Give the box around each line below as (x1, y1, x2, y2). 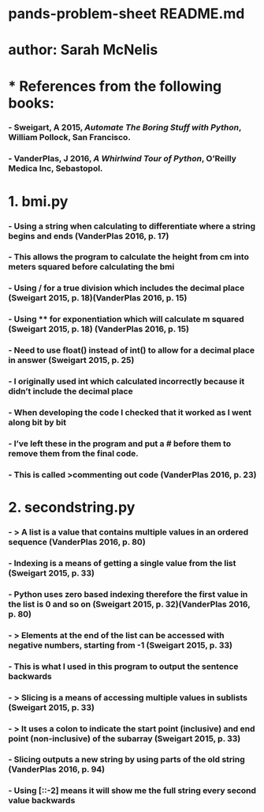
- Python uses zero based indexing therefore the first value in (8, 588, 248, 599)
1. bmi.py (8, 192, 69, 210)
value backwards (8, 795, 76, 806)
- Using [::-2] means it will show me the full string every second (8, 785, 257, 796)
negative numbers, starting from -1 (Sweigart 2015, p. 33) (8, 640, 232, 651)
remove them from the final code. (8, 448, 139, 459)
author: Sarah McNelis (8, 41, 158, 59)
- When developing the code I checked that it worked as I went (8, 407, 252, 418)
